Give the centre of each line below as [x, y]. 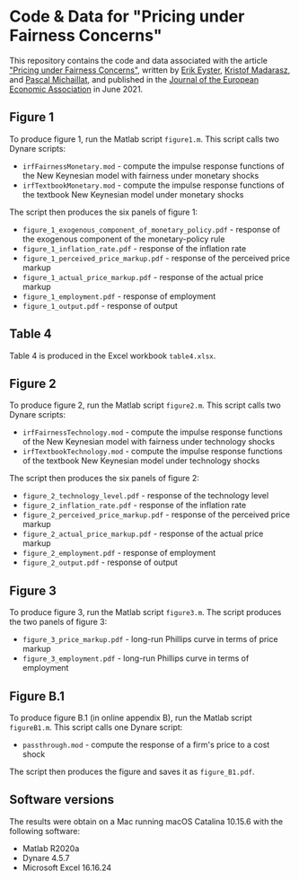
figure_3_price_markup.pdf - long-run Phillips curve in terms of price [150, 639]
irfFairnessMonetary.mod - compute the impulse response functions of [153, 166]
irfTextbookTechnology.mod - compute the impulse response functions [152, 452]
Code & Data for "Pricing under [127, 17]
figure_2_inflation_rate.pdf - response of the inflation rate [134, 506]
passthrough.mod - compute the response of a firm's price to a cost [146, 744]
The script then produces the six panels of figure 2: [104, 479]
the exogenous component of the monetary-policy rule [123, 239]
